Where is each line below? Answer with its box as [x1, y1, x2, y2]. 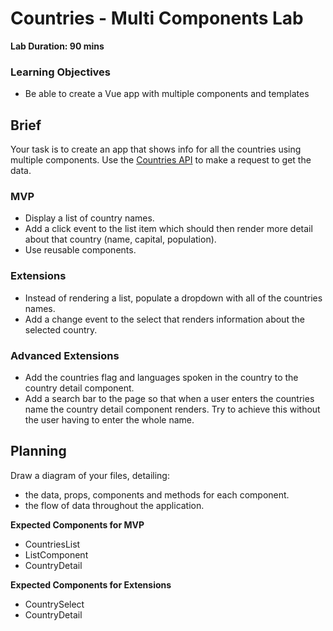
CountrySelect [24, 598, 85, 610]
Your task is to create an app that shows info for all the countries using [10, 143, 302, 156]
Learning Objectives [10, 65, 112, 79]
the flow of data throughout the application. [24, 499, 205, 511]
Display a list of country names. [24, 212, 155, 224]
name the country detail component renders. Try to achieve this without [24, 403, 321, 415]
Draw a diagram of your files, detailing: [10, 469, 170, 481]
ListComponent [24, 548, 89, 561]
